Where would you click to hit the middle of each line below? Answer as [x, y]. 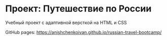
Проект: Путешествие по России [78, 9]
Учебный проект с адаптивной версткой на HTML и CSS [66, 22]
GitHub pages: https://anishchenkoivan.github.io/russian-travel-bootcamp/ [83, 32]
